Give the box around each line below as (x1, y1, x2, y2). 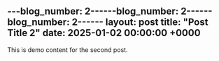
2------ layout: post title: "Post (71, 17, 209, 28)
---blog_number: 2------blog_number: (7, 6, 179, 17)
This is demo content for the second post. (7, 45, 128, 54)
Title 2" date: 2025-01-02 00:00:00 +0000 (7, 27, 201, 39)
